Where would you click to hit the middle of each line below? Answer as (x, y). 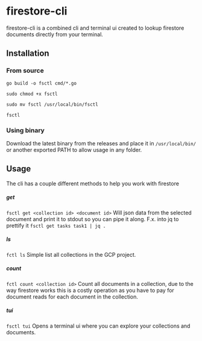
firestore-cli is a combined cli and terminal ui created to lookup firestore (95, 28)
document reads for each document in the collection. (72, 296)
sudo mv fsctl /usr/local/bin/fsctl (52, 104)
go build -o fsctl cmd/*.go (42, 83)
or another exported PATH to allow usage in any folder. (74, 150)
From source (25, 71)
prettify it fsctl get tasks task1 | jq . (56, 225)
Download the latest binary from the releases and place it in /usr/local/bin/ (101, 143)
